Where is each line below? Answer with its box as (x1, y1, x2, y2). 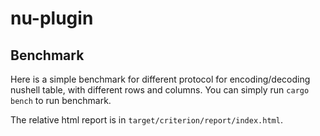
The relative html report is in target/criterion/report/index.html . (10, 114, 283, 126)
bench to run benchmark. (10, 95, 112, 106)
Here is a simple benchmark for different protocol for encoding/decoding (10, 73, 311, 85)
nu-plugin (10, 7, 94, 30)
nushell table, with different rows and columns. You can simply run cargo (10, 84, 310, 96)
